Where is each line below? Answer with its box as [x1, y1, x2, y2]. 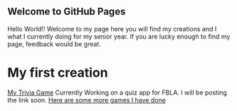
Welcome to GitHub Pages [7, 6, 126, 18]
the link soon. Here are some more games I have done [7, 95, 166, 104]
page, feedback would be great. [7, 39, 101, 48]
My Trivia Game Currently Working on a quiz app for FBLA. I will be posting [7, 88, 228, 97]
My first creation [7, 65, 108, 80]
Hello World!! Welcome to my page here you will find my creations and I [7, 24, 217, 33]
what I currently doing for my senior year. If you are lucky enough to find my [7, 32, 231, 41]
